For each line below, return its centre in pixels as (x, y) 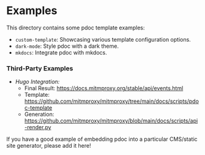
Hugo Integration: (37, 82)
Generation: (39, 115)
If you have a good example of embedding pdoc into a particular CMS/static (102, 139)
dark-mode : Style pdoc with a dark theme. (67, 46)
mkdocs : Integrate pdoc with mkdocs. (61, 52)
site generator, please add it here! (49, 146)
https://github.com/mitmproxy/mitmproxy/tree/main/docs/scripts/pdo (111, 101)
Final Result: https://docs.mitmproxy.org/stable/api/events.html (104, 88)
